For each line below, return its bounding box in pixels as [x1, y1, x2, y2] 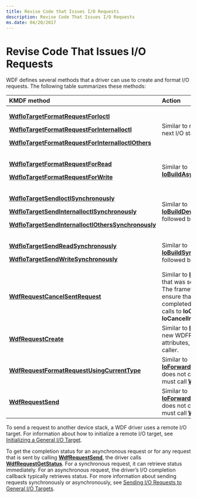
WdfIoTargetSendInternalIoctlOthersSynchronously [9, 221, 157, 229]
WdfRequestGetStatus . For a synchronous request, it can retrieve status [6, 461, 182, 468]
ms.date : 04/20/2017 [6, 19, 57, 25]
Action [162, 97, 181, 105]
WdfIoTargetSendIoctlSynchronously [9, 195, 115, 203]
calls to [162, 307, 182, 315]
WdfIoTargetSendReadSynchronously [9, 242, 117, 250]
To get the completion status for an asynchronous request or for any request [6, 448, 191, 455]
